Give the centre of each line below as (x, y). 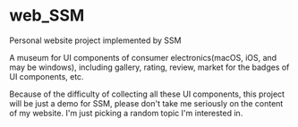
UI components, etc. (47, 76)
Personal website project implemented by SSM (95, 40)
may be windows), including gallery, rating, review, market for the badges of (149, 67)
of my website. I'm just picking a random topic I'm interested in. (126, 113)
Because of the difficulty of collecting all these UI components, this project (147, 94)
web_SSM (47, 16)
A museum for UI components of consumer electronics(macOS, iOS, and (143, 57)
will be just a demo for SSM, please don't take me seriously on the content (146, 103)
